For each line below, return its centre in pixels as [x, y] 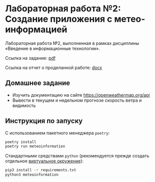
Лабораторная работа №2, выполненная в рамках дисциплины [72, 43]
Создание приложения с [59, 19]
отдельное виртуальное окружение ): [44, 161]
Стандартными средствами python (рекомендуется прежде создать [77, 156]
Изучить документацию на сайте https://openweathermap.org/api [81, 95]
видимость [24, 105]
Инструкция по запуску [44, 121]
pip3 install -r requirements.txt [41, 170]
